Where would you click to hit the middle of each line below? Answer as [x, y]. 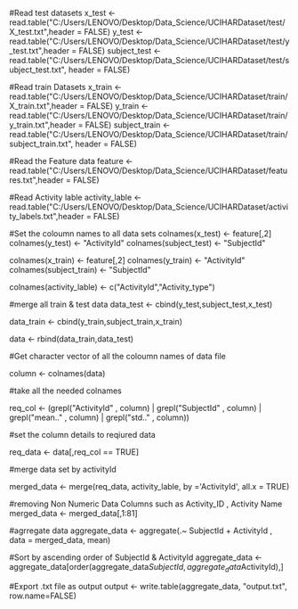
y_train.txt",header [43, 125]
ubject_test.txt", [38, 70]
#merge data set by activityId [63, 469]
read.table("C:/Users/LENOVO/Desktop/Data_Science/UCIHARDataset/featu [149, 170]
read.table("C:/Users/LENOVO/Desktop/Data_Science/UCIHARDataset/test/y [149, 41]
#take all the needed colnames [65, 391]
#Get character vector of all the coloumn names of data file [118, 356]
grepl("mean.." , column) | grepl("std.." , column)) [99, 417]
